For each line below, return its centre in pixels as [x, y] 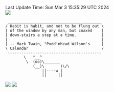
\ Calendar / [54, 48]
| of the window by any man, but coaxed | [54, 30]
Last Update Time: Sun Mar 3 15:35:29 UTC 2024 [57, 7]
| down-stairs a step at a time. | [54, 35]
